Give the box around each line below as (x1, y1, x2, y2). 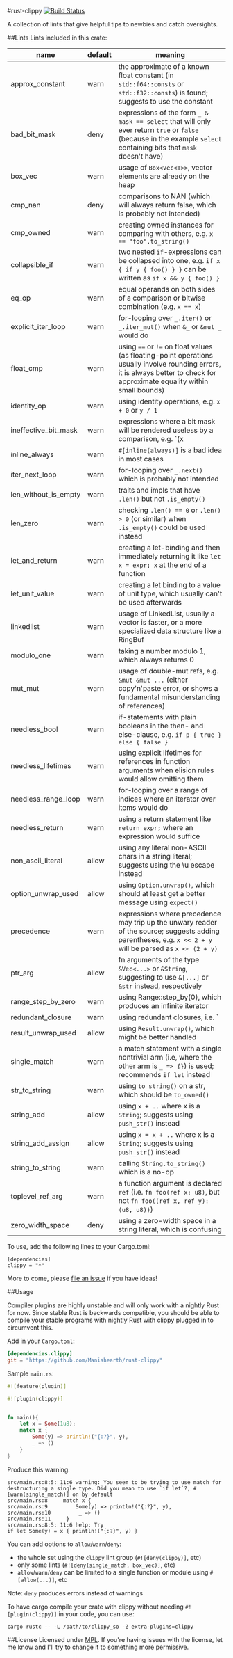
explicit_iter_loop (10, 322, 66, 331)
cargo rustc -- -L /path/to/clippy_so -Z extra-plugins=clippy (7, 1623, 194, 1630)
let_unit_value (10, 589, 55, 598)
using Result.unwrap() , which (118, 1023, 215, 1033)
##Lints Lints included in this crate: (7, 33, 107, 42)
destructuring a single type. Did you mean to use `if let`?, (7, 1485, 191, 1492)
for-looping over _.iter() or (118, 313, 212, 323)
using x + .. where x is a (118, 1101, 201, 1110)
